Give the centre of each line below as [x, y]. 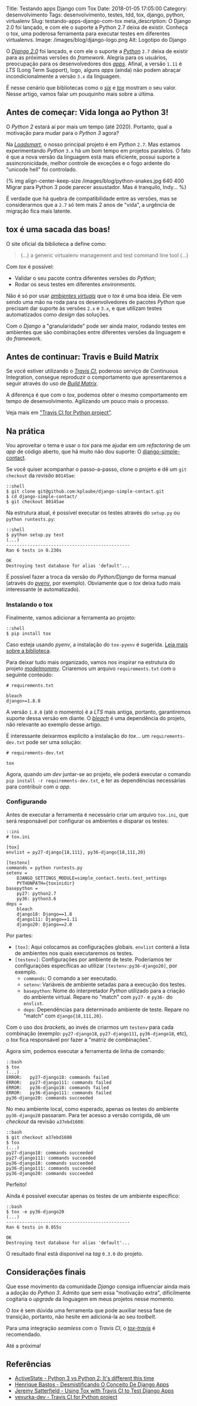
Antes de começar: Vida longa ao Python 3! [87, 112]
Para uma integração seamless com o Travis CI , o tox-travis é [81, 1328]
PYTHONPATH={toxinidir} [46, 883]
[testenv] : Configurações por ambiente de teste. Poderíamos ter [93, 959]
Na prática [26, 431]
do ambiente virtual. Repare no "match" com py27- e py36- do [98, 997]
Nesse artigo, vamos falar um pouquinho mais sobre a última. [80, 94]
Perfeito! [16, 1184]
